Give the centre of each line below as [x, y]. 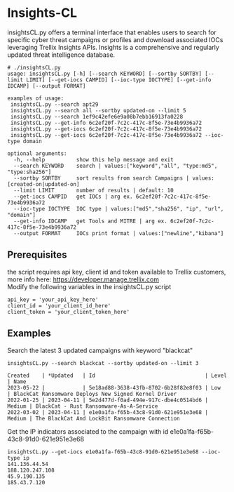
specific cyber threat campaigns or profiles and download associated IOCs [115, 39]
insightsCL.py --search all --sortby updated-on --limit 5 [98, 110]
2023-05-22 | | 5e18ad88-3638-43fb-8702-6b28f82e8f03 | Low [114, 387]
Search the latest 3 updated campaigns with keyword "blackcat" [100, 350]
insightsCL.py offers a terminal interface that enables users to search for [112, 32]
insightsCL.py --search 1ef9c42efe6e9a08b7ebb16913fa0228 [97, 117]
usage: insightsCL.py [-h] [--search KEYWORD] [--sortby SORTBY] [104, 74]
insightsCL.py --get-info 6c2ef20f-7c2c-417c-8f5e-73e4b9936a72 [106, 123]
